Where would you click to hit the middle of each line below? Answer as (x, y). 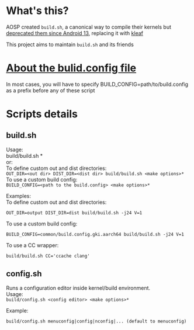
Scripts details (42, 114)
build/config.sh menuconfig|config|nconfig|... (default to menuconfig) (96, 321)
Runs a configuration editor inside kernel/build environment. (78, 288)
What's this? (37, 11)
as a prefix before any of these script (51, 90)
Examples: (18, 196)
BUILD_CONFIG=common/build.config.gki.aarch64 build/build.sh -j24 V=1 (95, 234)
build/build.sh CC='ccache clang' (48, 256)
